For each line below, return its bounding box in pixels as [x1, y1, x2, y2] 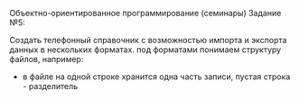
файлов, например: [9, 54, 84, 64]
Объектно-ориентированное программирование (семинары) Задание [9, 8, 282, 18]
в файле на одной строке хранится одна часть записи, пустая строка [22, 71, 291, 82]
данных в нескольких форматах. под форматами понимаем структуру [9, 44, 282, 55]
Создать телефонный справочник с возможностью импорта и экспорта [9, 35, 287, 45]
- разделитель [22, 81, 79, 91]
